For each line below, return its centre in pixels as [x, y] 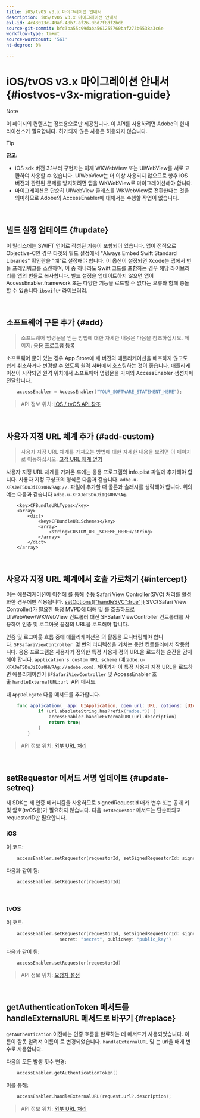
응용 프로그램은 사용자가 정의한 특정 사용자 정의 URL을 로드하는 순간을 [100, 652]
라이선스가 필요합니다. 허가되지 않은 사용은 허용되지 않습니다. [77, 131]
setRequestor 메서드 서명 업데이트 [67, 778]
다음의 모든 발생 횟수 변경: [36, 1061]
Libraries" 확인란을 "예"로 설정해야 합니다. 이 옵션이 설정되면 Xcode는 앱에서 [96, 260]
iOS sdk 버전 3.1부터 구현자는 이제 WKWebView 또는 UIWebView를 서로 [99, 168]
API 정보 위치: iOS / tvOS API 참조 [61, 404]
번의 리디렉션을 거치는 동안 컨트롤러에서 [127, 644]
